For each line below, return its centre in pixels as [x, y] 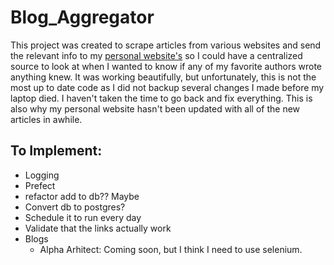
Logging [42, 175]
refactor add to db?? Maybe [82, 196]
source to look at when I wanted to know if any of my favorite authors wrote [166, 66]
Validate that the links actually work [98, 228]
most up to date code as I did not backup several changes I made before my [167, 87]
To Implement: [56, 151]
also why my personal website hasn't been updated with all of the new [155, 108]
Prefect [40, 185]
